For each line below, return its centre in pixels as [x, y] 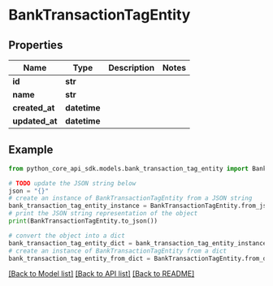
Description [132, 68]
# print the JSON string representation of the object [103, 214]
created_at [34, 108]
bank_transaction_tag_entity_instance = [78, 206]
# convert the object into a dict [67, 236]
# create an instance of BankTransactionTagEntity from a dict [118, 251]
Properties [36, 45]
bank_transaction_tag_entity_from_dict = [80, 258]
